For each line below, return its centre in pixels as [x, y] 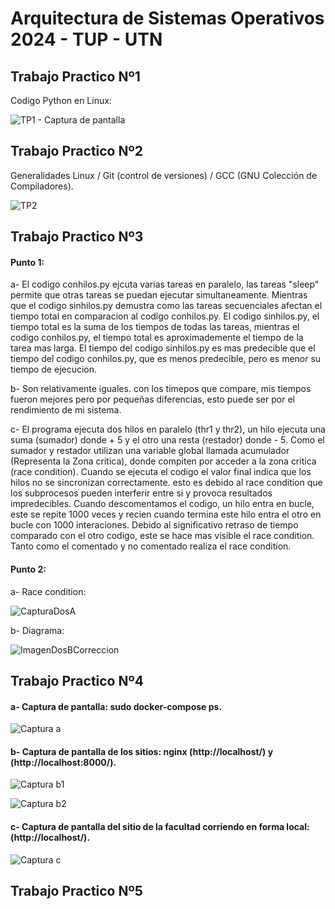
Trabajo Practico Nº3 [77, 237]
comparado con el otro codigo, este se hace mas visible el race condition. [162, 536]
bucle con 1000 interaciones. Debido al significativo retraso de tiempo [154, 525]
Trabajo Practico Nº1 [75, 76]
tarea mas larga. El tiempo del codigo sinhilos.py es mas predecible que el [163, 348]
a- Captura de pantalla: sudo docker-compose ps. [116, 706]
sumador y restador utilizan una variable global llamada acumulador [150, 451]
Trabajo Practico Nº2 [76, 151]
